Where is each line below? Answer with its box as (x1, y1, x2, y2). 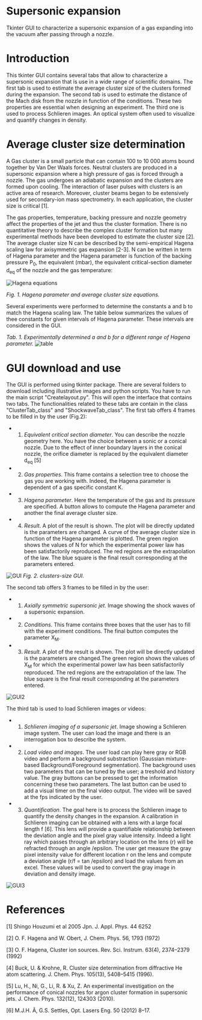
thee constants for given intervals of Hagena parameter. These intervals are (6, 316, 194, 323)
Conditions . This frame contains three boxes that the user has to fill (23, 621, 191, 629)
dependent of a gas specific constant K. (23, 484, 123, 491)
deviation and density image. (23, 870, 96, 877)
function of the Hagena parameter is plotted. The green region (23, 535, 179, 543)
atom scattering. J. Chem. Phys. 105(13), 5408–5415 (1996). (6, 971, 154, 978)
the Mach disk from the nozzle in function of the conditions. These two (6, 97, 182, 104)
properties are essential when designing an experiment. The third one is (6, 104, 185, 111)
